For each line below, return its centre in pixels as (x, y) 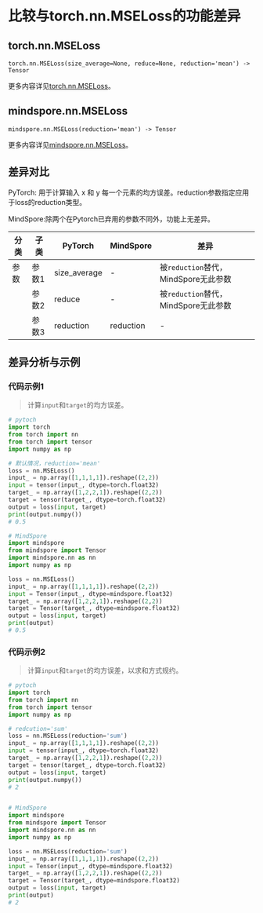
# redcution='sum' (38, 729)
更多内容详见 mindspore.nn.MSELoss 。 (70, 144)
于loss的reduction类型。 (47, 202)
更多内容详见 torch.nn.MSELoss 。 (61, 86)
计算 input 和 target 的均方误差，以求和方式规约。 (105, 670)
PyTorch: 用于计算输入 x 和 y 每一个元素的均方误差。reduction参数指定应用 (128, 192)
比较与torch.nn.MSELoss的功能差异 (124, 16)
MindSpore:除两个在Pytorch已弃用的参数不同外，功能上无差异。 (112, 219)
